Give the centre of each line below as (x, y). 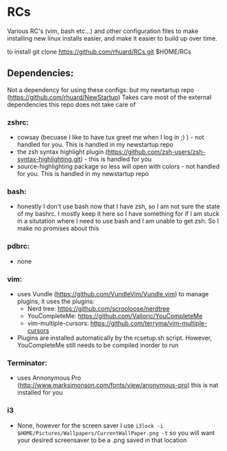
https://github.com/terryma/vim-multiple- (149, 323)
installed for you (40, 393)
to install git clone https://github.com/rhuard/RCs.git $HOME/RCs (99, 52)
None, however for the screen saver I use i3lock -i (90, 425)
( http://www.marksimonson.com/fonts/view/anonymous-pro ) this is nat (118, 385)
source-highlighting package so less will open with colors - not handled (118, 166)
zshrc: (18, 122)
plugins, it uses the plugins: (56, 301)
